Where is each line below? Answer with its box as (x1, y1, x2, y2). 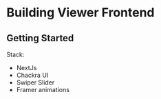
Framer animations (16, 86, 70, 93)
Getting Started (6, 32, 74, 44)
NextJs (16, 64, 37, 71)
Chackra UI (16, 71, 49, 79)
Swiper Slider (16, 78, 55, 87)
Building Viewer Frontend (6, 5, 155, 21)
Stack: (6, 50, 25, 58)
